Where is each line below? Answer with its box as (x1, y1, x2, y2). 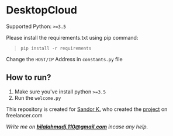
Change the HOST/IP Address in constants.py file (6, 55, 123, 62)
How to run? (6, 72, 51, 82)
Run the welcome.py (14, 94, 61, 101)
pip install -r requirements (20, 45, 92, 51)
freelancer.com (6, 111, 43, 118)
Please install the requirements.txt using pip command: (6, 34, 139, 41)
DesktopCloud (6, 4, 78, 17)
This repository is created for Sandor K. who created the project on (6, 106, 168, 113)
